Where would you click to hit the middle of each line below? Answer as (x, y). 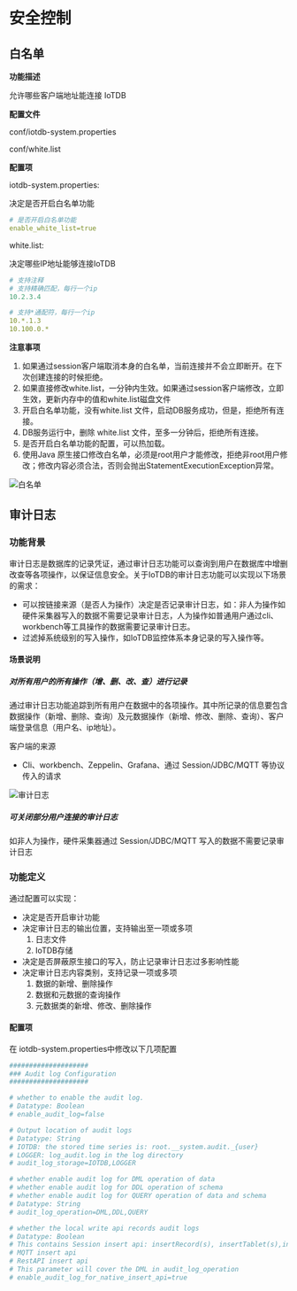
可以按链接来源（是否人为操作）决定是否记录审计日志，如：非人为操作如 (153, 604)
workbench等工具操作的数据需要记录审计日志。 (108, 626)
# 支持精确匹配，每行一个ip (53, 289)
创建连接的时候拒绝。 (69, 377)
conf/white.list (35, 149)
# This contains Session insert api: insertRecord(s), (112, 1245)
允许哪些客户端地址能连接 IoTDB (68, 95)
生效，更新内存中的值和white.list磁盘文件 (96, 399)
